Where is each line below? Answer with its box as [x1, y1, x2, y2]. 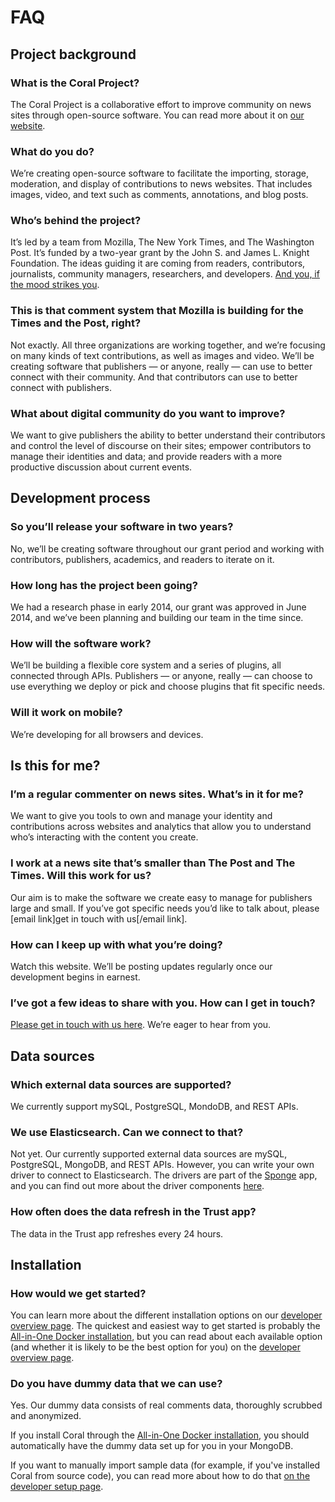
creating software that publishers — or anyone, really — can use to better [10, 360, 313, 372]
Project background [10, 46, 137, 63]
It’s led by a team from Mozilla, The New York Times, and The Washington [10, 236, 315, 248]
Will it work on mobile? [10, 706, 123, 720]
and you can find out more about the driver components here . [10, 1180, 265, 1192]
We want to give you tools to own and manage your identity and [10, 810, 273, 822]
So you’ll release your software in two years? [10, 520, 234, 534]
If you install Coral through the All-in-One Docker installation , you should [10, 1429, 310, 1441]
